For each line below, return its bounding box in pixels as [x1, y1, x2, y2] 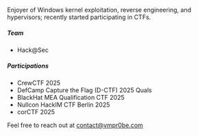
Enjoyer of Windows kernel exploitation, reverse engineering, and [7, 6, 192, 14]
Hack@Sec [16, 46, 49, 54]
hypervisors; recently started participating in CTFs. [7, 13, 151, 21]
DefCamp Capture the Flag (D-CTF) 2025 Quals [16, 85, 152, 94]
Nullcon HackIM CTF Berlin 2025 [16, 100, 110, 109]
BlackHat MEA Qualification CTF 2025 [16, 93, 125, 101]
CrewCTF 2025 [16, 79, 61, 87]
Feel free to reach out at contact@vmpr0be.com [7, 121, 144, 129]
